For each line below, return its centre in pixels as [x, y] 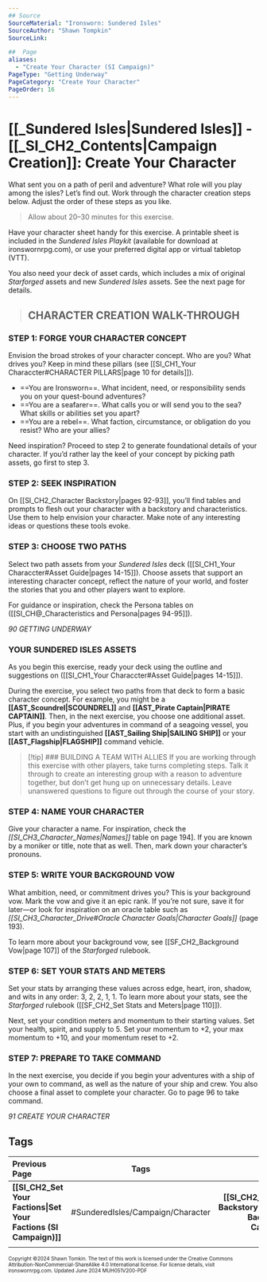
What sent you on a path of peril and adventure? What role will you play [125, 185]
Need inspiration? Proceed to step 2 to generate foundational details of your [133, 446]
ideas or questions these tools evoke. [70, 526]
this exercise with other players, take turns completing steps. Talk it [138, 765]
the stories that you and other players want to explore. [97, 589]
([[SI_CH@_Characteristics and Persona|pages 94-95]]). [101, 613]
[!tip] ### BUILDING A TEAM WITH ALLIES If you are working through [142, 757]
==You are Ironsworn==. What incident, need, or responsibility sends [133, 388]
